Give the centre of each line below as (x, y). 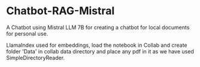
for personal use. (27, 33)
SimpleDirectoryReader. (35, 58)
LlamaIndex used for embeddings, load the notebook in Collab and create (97, 45)
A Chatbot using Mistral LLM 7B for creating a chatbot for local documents (98, 27)
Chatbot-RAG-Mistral (60, 11)
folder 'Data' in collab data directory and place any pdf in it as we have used (100, 51)
